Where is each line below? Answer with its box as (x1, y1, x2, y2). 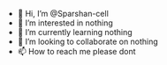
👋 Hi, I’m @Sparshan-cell (17, 9, 109, 18)
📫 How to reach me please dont (17, 47, 136, 56)
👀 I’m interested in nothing (17, 18, 113, 28)
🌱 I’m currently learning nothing (17, 27, 133, 37)
